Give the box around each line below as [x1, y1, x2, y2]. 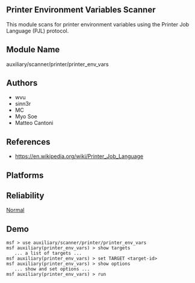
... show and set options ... [14, 266, 90, 272]
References [6, 136, 51, 147]
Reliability [6, 190, 45, 201]
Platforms [6, 170, 44, 180]
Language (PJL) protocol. [6, 27, 69, 34]
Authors [6, 78, 38, 88]
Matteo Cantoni [14, 120, 54, 127]
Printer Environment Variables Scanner [6, 5, 156, 15]
